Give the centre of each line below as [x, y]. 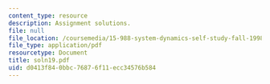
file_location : [34, 38]
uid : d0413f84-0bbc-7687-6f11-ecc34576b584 [82, 68]
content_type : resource [48, 16]
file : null [27, 30]
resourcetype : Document [48, 53]
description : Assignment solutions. [70, 23]
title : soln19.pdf [39, 61]
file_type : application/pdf [55, 46]
